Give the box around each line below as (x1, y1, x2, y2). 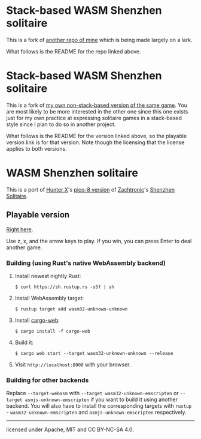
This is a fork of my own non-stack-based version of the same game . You (6, 101, 187, 109)
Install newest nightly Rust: (14, 272, 81, 279)
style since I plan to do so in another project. (6, 121, 116, 128)
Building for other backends (6, 376, 89, 384)
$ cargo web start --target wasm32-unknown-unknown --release (14, 350, 173, 356)
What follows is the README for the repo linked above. (6, 47, 142, 55)
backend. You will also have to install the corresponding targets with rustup (6, 402, 192, 410)
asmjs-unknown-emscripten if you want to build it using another (25, 396, 178, 403)
